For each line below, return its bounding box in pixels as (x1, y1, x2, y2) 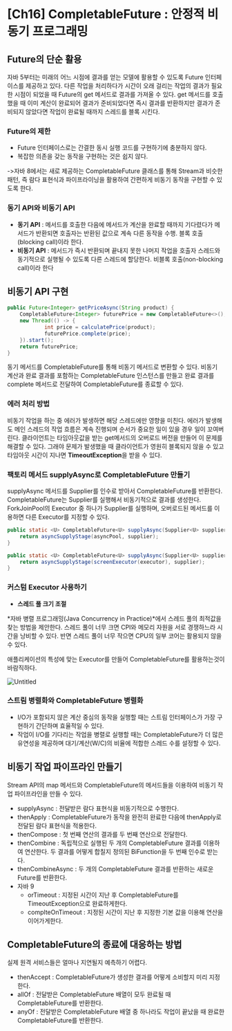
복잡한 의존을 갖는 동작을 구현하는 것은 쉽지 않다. (17, 152, 148, 161)
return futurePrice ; (19, 343, 79, 350)
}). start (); (19, 336, 54, 343)
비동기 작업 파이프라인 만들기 (7, 761, 123, 773)
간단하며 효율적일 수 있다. (35, 721, 104, 730)
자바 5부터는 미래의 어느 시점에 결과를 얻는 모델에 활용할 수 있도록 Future (7, 73, 204, 81)
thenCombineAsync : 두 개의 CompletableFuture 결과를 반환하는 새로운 (17, 864, 214, 873)
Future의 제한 (7, 126, 51, 136)
